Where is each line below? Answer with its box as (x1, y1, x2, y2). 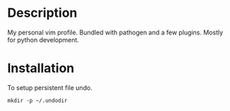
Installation (7, 60, 75, 77)
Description (7, 5, 78, 21)
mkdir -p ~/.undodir (7, 97, 68, 104)
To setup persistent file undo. (7, 83, 93, 92)
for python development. (7, 35, 80, 44)
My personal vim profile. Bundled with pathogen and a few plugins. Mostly (7, 28, 224, 37)
